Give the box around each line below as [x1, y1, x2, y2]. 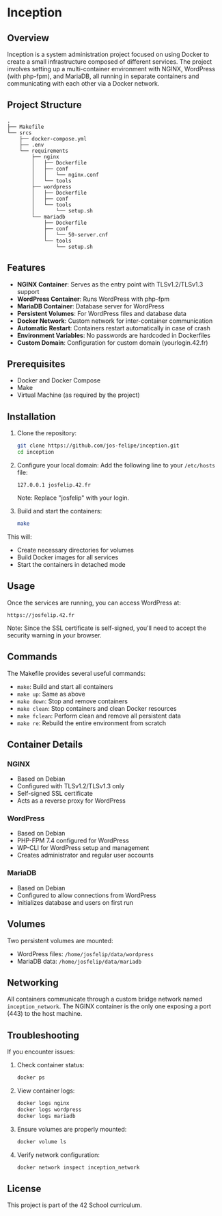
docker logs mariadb [16, 1112, 76, 1119]
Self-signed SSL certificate [16, 790, 94, 798]
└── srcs [7, 129, 32, 136]
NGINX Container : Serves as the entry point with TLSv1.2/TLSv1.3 [16, 280, 204, 289]
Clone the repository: [16, 429, 77, 437]
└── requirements [19, 147, 69, 154]
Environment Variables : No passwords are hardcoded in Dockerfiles [16, 331, 210, 339]
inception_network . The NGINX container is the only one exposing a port [7, 1002, 212, 1010]
